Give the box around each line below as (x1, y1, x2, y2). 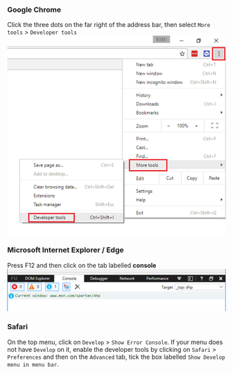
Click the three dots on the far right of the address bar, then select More (7, 21, 211, 29)
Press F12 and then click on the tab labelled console (7, 261, 157, 269)
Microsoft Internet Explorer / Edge (7, 245, 124, 255)
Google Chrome (7, 5, 61, 15)
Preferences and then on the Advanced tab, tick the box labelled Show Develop (7, 352, 225, 361)
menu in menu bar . (7, 359, 59, 368)
